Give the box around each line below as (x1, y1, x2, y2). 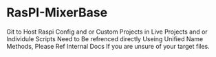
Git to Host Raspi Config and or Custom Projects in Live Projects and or (6, 27, 208, 36)
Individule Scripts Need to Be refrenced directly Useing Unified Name (6, 34, 204, 43)
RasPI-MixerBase (6, 5, 108, 21)
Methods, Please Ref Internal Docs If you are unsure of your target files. (6, 42, 210, 50)
